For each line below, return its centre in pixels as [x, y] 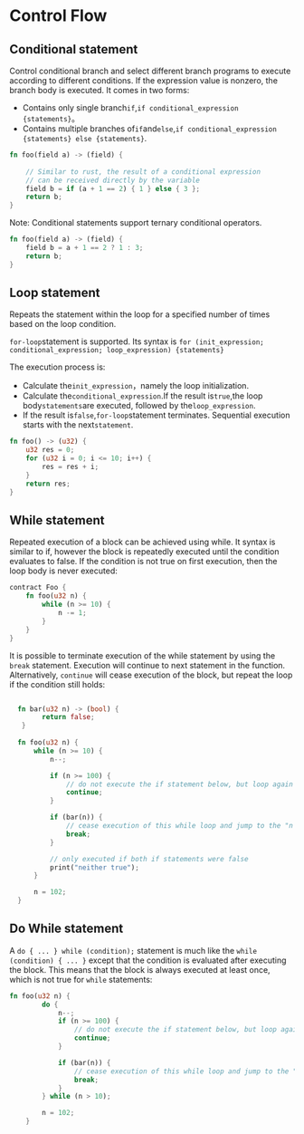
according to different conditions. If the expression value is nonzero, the [144, 81]
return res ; [48, 484]
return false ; [68, 717]
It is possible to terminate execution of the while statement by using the [142, 655]
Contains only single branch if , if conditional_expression [130, 108]
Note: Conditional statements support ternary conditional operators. [136, 223]
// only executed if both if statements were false [149, 859]
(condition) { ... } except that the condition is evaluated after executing [148, 960]
